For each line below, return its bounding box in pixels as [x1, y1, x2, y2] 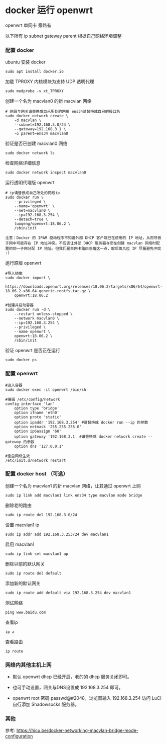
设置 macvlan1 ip [5, 522, 40, 528]
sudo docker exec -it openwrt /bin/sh [5, 387, 86, 392]
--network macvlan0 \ [14, 316, 59, 321]
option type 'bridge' [14, 405, 59, 410]
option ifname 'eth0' [14, 410, 59, 415]
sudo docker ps [5, 358, 37, 363]
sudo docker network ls [5, 150, 55, 156]
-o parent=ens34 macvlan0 [14, 131, 69, 136]
